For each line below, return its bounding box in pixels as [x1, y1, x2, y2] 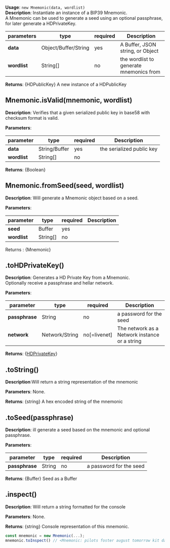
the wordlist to [120, 56, 154, 62]
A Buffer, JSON [120, 41, 156, 48]
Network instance [117, 331, 159, 338]
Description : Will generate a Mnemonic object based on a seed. [5, 195, 139, 201]
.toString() [5, 365, 39, 374]
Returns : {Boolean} [5, 166, 46, 173]
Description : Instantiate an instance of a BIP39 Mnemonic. [5, 10, 127, 16]
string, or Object [120, 48, 159, 54]
